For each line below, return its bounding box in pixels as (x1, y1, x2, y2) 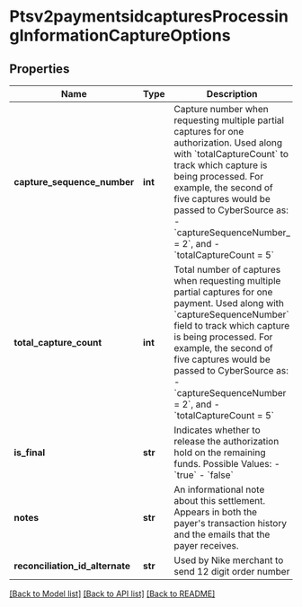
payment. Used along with (173, 297, 285, 309)
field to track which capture (173, 320, 290, 331)
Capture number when (173, 103, 270, 115)
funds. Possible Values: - (173, 458, 280, 470)
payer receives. (173, 540, 239, 551)
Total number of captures (173, 263, 281, 276)
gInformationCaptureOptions (9, 25, 231, 46)
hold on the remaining (173, 446, 267, 459)
